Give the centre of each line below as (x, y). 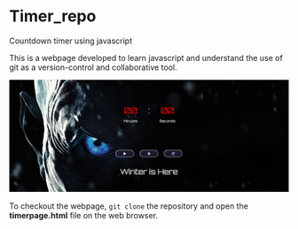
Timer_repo (53, 16)
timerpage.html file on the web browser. (83, 216)
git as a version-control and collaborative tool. (93, 67)
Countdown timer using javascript (71, 41)
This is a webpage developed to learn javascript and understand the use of (146, 57)
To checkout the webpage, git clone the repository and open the (129, 206)
